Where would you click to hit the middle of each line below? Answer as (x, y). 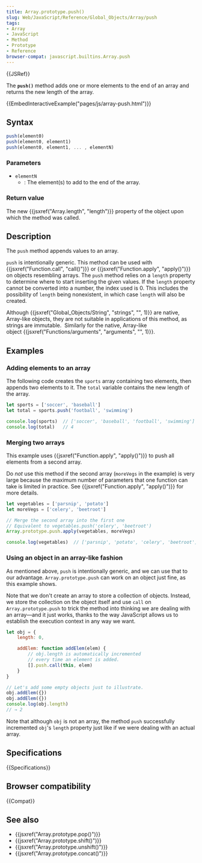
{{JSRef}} (18, 73)
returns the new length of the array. (50, 92)
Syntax (20, 123)
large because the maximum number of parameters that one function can (97, 480)
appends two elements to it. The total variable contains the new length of (98, 388)
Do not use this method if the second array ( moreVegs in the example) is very (100, 473)
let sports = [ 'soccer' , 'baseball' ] (54, 405)
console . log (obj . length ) (37, 704)
